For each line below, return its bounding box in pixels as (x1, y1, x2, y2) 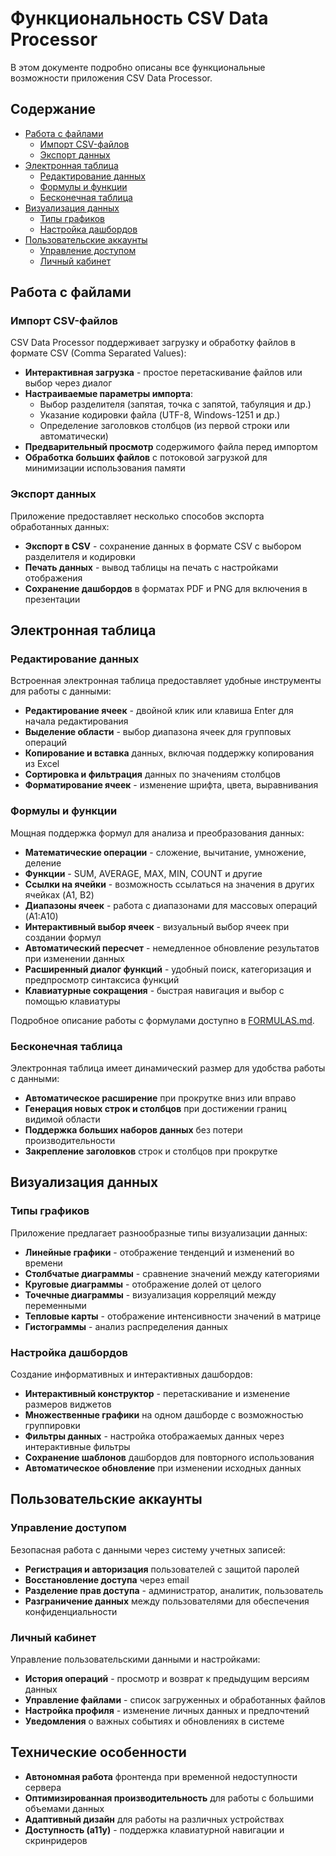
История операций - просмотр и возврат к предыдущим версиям (24, 1672, 310, 1684)
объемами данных (24, 1802, 105, 1814)
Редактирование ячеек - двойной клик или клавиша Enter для (24, 705, 294, 717)
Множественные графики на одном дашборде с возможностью (24, 1409, 304, 1421)
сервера (24, 1781, 62, 1793)
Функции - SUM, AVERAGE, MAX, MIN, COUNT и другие (24, 867, 263, 879)
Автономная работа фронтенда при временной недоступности (24, 1770, 298, 1782)
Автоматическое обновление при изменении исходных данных (24, 1462, 302, 1474)
